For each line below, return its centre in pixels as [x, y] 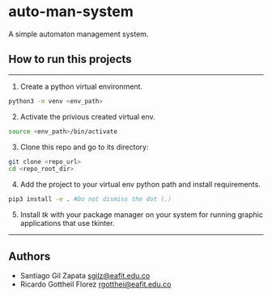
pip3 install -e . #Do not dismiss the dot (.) [90, 199]
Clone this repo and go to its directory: [84, 147]
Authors [30, 256]
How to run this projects [70, 59]
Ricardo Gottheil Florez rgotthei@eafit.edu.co [96, 284]
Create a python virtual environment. [81, 86]
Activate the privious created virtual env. [87, 116]
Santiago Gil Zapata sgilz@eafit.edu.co [85, 275]
